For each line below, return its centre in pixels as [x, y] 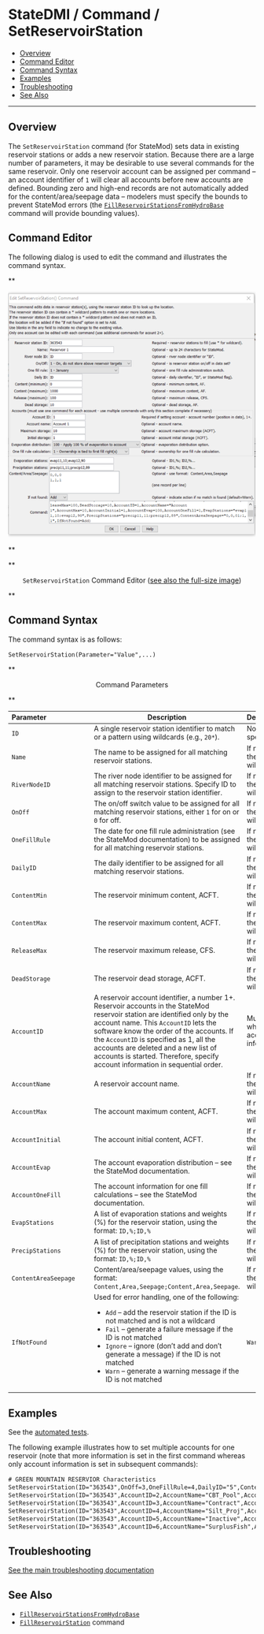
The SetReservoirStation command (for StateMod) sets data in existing [124, 146]
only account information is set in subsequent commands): [103, 1465]
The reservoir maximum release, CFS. [155, 951]
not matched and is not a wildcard [160, 1321]
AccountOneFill [36, 1196]
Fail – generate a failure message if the [169, 1329]
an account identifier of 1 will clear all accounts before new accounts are [126, 180]
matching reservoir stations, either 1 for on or [167, 812]
